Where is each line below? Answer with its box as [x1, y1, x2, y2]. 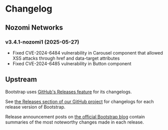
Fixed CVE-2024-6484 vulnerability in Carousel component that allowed [12, 50, 163, 56]
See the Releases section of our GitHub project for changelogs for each [5, 98, 154, 104]
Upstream [5, 75, 37, 84]
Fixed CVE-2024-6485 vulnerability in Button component [12, 60, 132, 66]
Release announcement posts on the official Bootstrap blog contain [5, 113, 145, 119]
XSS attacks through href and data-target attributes [12, 55, 120, 61]
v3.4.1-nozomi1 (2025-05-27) [5, 38, 80, 46]
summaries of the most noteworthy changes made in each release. [5, 119, 144, 125]
